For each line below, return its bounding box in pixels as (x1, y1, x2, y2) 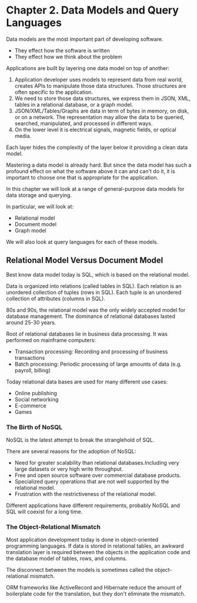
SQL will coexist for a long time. (6, 508, 83, 515)
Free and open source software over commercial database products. (14, 472, 181, 479)
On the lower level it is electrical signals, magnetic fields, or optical (14, 126, 176, 133)
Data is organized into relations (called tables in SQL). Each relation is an (6, 282, 182, 289)
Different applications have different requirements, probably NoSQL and (6, 502, 181, 509)
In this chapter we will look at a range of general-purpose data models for (6, 185, 185, 192)
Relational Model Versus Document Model (6, 256, 163, 266)
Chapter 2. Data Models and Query (6, 4, 179, 17)
